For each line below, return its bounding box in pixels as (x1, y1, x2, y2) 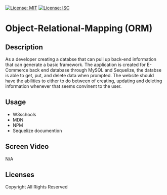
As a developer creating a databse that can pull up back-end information (5, 56, 157, 62)
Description (5, 43, 43, 51)
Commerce (5, 67, 29, 73)
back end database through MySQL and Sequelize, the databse (29, 67, 162, 73)
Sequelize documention (12, 127, 62, 134)
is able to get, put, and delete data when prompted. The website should (5, 73, 154, 78)
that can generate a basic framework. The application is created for (5, 61, 146, 68)
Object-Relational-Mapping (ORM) (5, 23, 153, 34)
